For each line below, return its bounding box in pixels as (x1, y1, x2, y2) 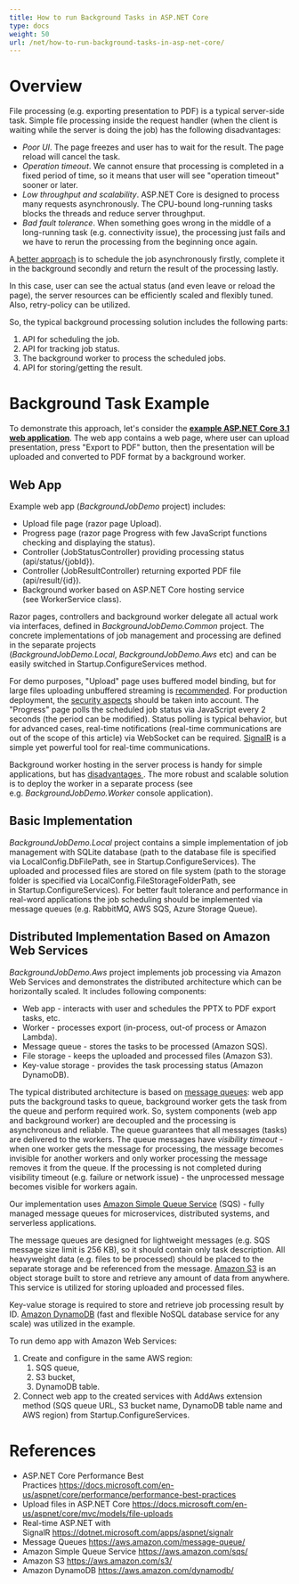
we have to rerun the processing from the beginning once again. (21, 237, 258, 248)
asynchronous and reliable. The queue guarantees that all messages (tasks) (9, 1124, 287, 1135)
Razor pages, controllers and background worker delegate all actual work (9, 611, 279, 622)
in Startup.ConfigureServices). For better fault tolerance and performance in (9, 884, 288, 895)
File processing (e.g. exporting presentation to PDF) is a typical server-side (9, 106, 285, 117)
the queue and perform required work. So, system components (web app (9, 1106, 278, 1116)
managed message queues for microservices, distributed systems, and (9, 1208, 270, 1219)
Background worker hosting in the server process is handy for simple (9, 759, 263, 770)
